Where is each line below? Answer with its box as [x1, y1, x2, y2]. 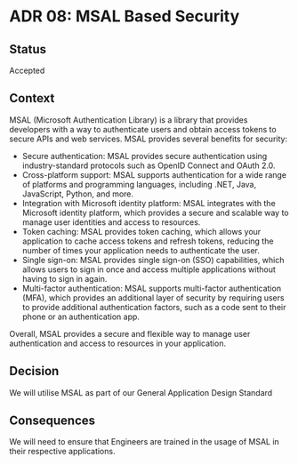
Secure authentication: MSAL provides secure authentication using [21, 150, 268, 161]
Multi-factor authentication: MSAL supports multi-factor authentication [21, 283, 282, 293]
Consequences [9, 413, 96, 429]
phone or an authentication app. [21, 311, 141, 322]
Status [9, 42, 47, 57]
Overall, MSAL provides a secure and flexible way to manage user [9, 328, 251, 339]
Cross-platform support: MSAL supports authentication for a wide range [21, 169, 287, 180]
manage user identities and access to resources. [21, 216, 201, 228]
